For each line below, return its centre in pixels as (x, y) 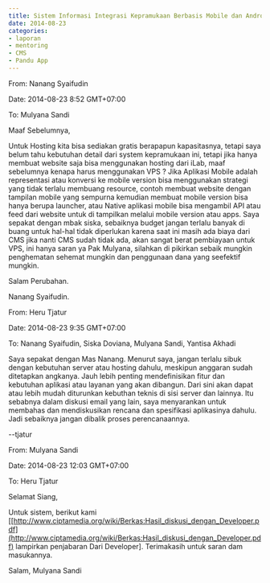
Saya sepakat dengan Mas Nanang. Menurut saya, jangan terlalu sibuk (125, 359)
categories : (28, 31)
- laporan (25, 38)
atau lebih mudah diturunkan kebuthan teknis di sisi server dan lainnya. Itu (131, 393)
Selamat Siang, (33, 496)
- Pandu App (28, 61)
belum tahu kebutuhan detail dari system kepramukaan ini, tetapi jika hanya (133, 154)
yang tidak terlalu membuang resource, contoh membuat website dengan (130, 188)
